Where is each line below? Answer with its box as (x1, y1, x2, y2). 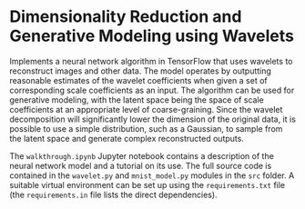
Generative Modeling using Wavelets (9, 25, 294, 46)
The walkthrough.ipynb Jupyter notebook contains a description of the (9, 150, 275, 161)
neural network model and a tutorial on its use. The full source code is (9, 160, 272, 171)
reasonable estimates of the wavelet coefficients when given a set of (9, 75, 269, 85)
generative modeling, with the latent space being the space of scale (9, 94, 264, 105)
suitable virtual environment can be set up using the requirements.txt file (9, 179, 285, 190)
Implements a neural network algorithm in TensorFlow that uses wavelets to (9, 55, 293, 66)
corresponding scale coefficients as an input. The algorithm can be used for (9, 85, 295, 95)
